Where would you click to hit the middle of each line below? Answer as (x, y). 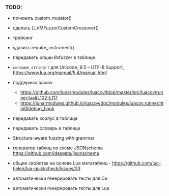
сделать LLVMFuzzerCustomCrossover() (56, 28)
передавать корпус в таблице (45, 118)
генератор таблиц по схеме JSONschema (58, 148)
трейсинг (23, 38)
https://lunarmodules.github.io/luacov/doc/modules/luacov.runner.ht (92, 103)
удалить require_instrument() (44, 48)
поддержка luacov (33, 83)
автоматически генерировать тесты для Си (60, 178)
